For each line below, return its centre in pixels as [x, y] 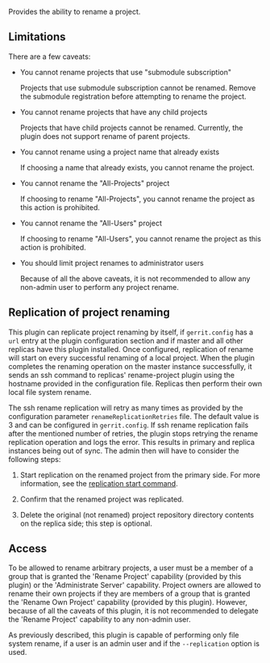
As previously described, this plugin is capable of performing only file [124, 635]
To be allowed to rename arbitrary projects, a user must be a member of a [131, 568]
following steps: [35, 459]
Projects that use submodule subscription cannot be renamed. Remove [138, 87]
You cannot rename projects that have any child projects [114, 111]
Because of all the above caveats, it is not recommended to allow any [135, 279]
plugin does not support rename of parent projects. [105, 136]
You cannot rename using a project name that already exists [120, 152]
